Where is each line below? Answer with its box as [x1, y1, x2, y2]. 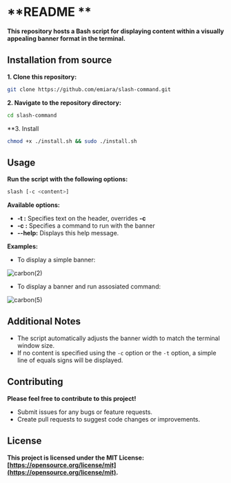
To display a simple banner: [17, 256, 96, 264]
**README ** [7, 4, 92, 20]
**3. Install [7, 124, 39, 132]
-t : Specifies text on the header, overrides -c [17, 215, 146, 223]
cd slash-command [7, 112, 57, 119]
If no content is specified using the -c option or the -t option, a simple [17, 348, 217, 357]
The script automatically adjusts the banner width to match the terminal [17, 334, 221, 342]
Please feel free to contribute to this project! [7, 394, 137, 402]
